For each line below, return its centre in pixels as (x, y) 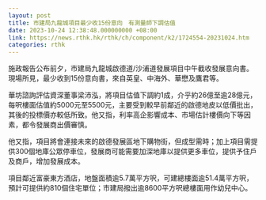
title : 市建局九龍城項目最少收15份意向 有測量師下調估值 (92, 23)
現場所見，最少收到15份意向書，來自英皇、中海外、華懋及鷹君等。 (116, 78)
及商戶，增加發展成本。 (46, 161)
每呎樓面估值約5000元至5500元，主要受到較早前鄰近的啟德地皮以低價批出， (133, 105)
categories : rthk (37, 45)
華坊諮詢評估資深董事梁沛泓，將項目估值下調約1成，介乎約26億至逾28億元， (133, 95)
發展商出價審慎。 (63, 125)
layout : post (30, 15)
